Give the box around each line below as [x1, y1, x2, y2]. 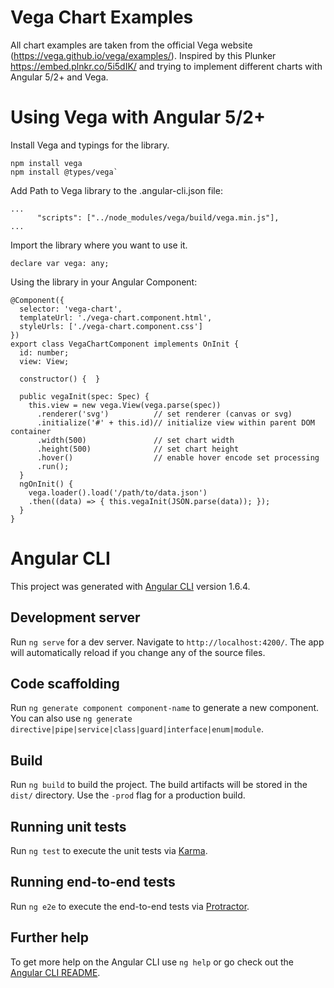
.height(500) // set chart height [36, 444, 240, 454]
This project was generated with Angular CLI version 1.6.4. [10, 580, 251, 592]
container [10, 426, 52, 436]
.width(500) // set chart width [36, 435, 235, 445]
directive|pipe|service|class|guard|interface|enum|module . [10, 723, 264, 735]
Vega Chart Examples [10, 6, 194, 29]
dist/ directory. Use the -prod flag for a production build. [10, 789, 246, 801]
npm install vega [10, 158, 83, 168]
